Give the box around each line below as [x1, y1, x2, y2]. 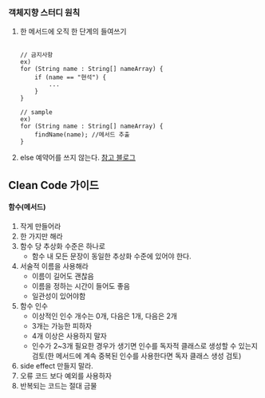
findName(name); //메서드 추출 [34, 131, 130, 139]
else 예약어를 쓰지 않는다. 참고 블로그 [19, 153, 136, 163]
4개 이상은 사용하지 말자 [31, 331, 108, 341]
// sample [19, 108, 53, 116]
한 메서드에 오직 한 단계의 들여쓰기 [19, 26, 127, 37]
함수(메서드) [8, 202, 46, 212]
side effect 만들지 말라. [19, 361, 93, 370]
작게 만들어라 [19, 221, 61, 231]
